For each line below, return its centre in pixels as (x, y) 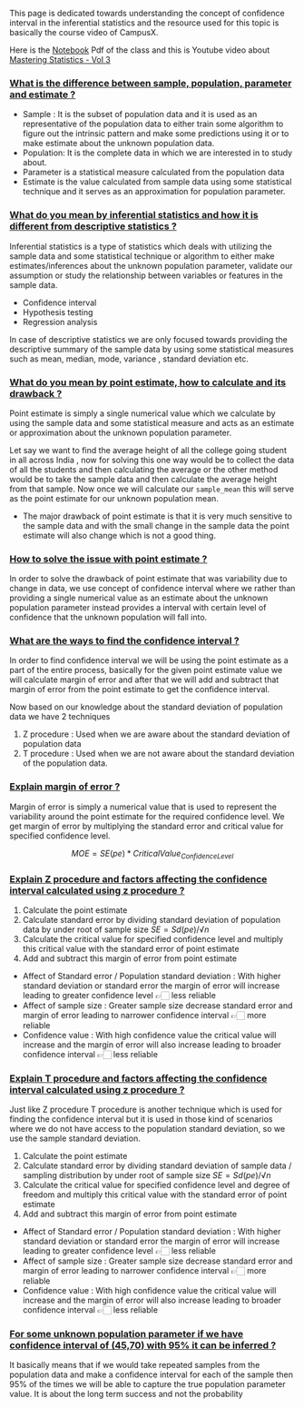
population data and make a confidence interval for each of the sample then (151, 1374)
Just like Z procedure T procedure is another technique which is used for (146, 1110)
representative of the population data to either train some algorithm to (153, 124)
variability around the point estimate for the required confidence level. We (147, 816)
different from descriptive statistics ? (93, 226)
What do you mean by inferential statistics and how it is (134, 215)
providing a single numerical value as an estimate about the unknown (139, 598)
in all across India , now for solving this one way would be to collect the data (152, 460)
